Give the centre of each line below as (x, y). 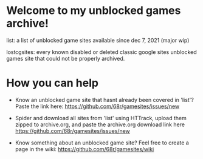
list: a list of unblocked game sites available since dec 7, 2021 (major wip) (98, 40)
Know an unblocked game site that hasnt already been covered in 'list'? (105, 100)
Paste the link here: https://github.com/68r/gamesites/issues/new (97, 106)
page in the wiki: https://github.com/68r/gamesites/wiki (84, 149)
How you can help (53, 83)
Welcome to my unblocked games (94, 11)
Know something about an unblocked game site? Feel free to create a (102, 143)
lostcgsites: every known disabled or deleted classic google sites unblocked (102, 52)
